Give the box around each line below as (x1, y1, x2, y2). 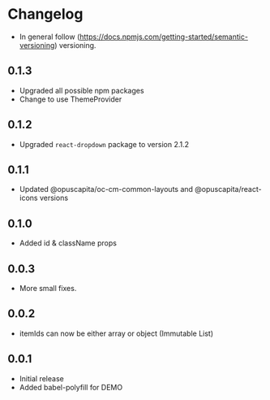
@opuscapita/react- (195, 185, 262, 194)
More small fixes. (19, 284, 77, 293)
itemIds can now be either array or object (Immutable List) (19, 328, 214, 338)
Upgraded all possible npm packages (19, 85, 144, 95)
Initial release (19, 373, 64, 383)
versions (39, 193, 69, 203)
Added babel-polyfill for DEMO (19, 382, 123, 392)
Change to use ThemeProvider (19, 94, 122, 104)
